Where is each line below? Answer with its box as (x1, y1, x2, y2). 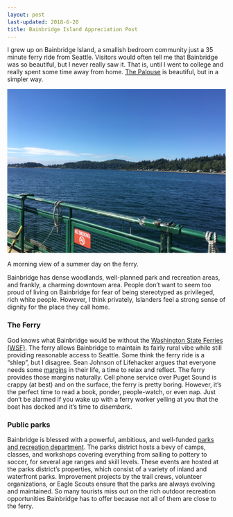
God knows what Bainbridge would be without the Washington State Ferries (7, 336, 223, 344)
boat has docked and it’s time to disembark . (7, 402, 132, 411)
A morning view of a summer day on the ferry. (7, 260, 139, 269)
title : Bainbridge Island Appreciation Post (7, 26, 138, 33)
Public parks (7, 420, 51, 430)
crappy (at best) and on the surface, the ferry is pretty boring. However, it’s (7, 380, 222, 389)
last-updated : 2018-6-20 (7, 18, 79, 26)
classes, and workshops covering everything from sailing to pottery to (7, 450, 207, 458)
